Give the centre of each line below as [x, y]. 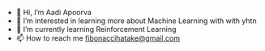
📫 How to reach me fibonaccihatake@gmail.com [98, 38]
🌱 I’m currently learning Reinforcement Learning [96, 29]
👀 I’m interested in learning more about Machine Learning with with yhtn [136, 21]
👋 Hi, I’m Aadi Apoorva [53, 12]
